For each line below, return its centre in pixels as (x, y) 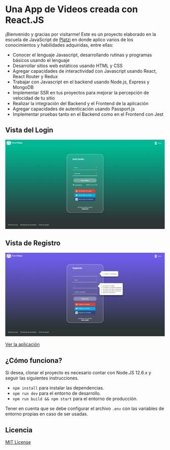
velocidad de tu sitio (34, 98)
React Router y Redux (35, 76)
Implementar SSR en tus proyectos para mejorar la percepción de (81, 92)
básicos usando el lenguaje (41, 60)
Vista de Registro (33, 243)
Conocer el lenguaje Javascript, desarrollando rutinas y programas (82, 55)
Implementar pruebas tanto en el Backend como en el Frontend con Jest (88, 114)
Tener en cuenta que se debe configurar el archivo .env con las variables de (85, 409)
